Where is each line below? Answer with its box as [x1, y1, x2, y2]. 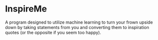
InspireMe [5, 3, 47, 14]
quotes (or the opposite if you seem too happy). [5, 29, 101, 35]
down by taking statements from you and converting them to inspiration [5, 24, 149, 30]
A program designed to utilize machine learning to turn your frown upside [5, 19, 153, 25]
